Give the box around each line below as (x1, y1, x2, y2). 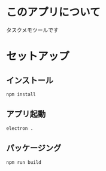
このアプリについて (6, 5, 101, 19)
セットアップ (6, 50, 70, 63)
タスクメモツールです (6, 26, 59, 33)
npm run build (6, 159, 42, 165)
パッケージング (6, 143, 62, 153)
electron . (6, 125, 34, 132)
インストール (6, 75, 54, 85)
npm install (6, 91, 36, 97)
